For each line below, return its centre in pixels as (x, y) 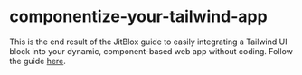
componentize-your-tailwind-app (139, 17)
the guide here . (38, 61)
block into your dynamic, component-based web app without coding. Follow (151, 51)
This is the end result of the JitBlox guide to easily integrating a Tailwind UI (148, 42)
